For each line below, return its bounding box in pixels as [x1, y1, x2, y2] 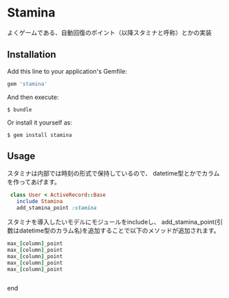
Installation [7, 49, 56, 61]
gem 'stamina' [7, 81, 48, 87]
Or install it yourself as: [7, 118, 72, 127]
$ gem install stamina [7, 131, 72, 138]
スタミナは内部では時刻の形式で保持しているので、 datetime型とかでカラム [7, 169, 220, 178]
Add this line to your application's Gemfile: [7, 67, 127, 75]
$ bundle [7, 106, 32, 113]
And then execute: [7, 93, 59, 101]
